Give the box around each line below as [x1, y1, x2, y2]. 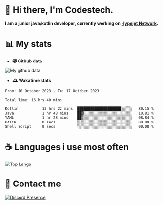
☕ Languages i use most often [5, 142, 129, 153]
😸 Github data [12, 58, 42, 64]
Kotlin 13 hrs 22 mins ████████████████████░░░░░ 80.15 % [5, 106, 154, 111]
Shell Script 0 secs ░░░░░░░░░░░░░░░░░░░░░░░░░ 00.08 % [5, 124, 154, 129]
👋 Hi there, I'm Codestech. [5, 4, 114, 16]
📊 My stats [5, 39, 52, 50]
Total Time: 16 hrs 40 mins [5, 97, 62, 102]
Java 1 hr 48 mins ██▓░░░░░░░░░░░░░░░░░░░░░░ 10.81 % [5, 111, 154, 116]
